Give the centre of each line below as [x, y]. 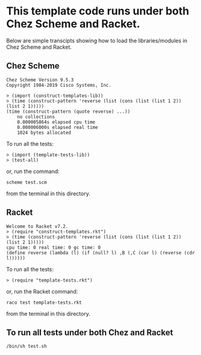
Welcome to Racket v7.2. [37, 226]
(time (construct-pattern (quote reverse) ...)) [68, 112]
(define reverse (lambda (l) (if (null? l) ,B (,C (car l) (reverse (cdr [101, 253]
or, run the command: [33, 171]
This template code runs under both [98, 11]
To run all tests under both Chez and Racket [90, 332]
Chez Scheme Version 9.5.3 [40, 80]
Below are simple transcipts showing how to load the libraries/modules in [97, 40]
